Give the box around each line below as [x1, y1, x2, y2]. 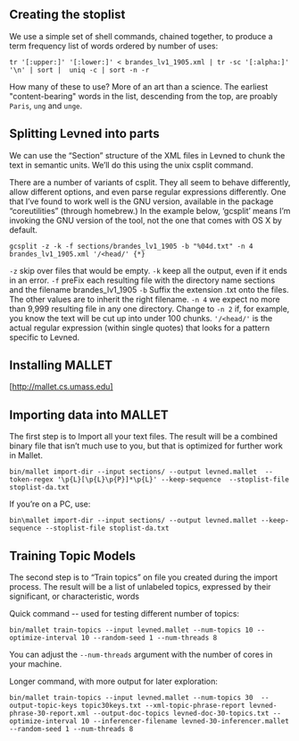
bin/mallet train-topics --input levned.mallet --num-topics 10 [9, 626, 253, 635]
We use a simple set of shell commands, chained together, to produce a [9, 30, 274, 41]
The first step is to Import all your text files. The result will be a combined [9, 431, 278, 442]
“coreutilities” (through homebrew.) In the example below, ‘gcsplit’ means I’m [9, 205, 291, 216]
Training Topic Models [9, 548, 137, 563]
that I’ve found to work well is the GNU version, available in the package [9, 196, 274, 207]
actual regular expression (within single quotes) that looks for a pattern [9, 322, 270, 333]
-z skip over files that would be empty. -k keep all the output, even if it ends [9, 265, 287, 276]
